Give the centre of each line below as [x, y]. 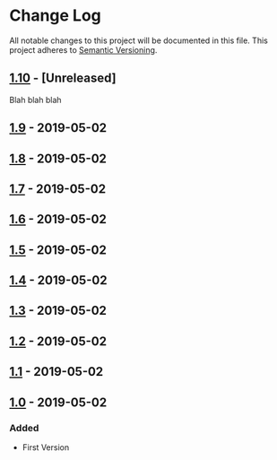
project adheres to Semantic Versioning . [83, 49]
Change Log [55, 16]
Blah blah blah [35, 100]
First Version [46, 447]
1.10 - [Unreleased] [63, 78]
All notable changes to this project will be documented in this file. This [139, 40]
